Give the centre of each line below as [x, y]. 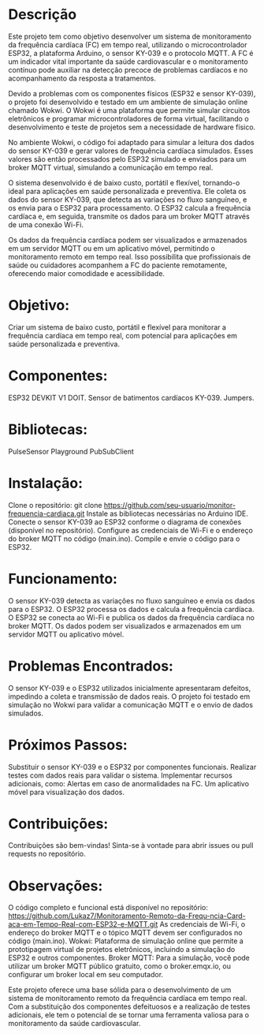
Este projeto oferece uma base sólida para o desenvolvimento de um [120, 990]
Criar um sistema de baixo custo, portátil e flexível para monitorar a [117, 327]
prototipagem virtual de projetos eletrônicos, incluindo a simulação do [122, 950]
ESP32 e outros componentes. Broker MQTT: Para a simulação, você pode [129, 958]
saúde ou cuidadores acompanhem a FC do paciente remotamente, [118, 265]
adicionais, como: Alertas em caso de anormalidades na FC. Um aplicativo [129, 783]
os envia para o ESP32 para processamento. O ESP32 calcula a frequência [130, 207]
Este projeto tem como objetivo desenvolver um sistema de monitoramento [130, 36]
